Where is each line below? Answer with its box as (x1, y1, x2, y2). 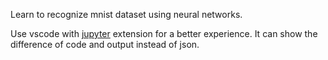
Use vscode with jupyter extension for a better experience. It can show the (10, 28, 318, 39)
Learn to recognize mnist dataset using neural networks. (10, 9, 243, 20)
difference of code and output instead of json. (10, 39, 200, 50)
